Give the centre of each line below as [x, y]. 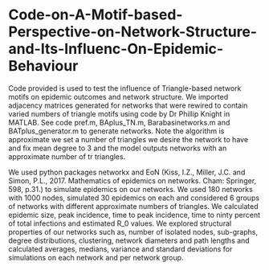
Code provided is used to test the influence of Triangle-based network [125, 88]
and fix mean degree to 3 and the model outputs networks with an [118, 148]
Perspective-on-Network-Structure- [133, 32]
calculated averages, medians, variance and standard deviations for [120, 249]
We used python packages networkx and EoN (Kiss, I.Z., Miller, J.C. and [127, 172]
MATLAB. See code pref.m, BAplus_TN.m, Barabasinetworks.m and [119, 122]
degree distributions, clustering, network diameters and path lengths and [129, 240]
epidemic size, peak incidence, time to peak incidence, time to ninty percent [134, 215]
